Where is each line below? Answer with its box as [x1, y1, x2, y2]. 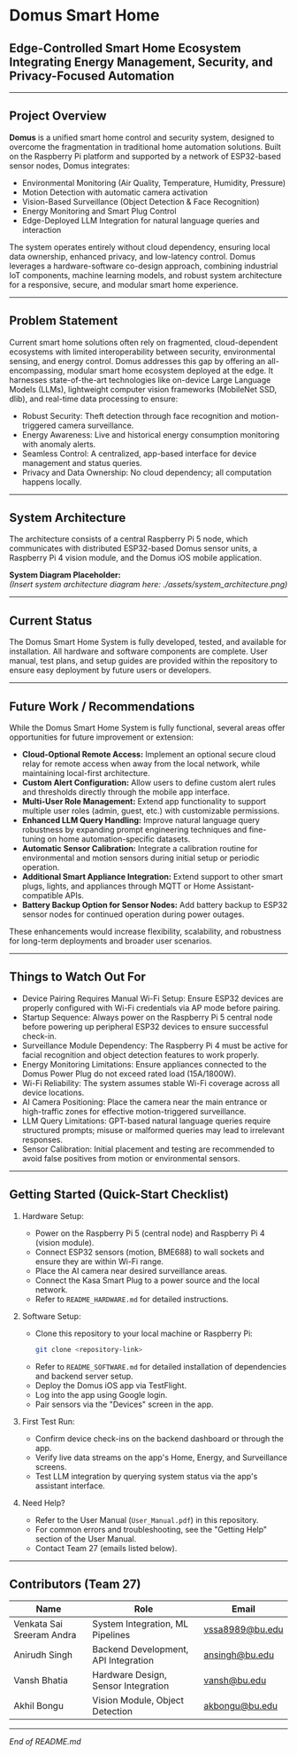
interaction [21, 224, 62, 235]
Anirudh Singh [13, 1649, 73, 1661]
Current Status [9, 613, 93, 628]
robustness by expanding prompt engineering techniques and [21, 825, 247, 835]
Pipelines [92, 1629, 131, 1642]
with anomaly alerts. [21, 439, 96, 449]
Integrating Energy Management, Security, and [9, 54, 274, 69]
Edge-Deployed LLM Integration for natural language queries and [21, 214, 260, 226]
